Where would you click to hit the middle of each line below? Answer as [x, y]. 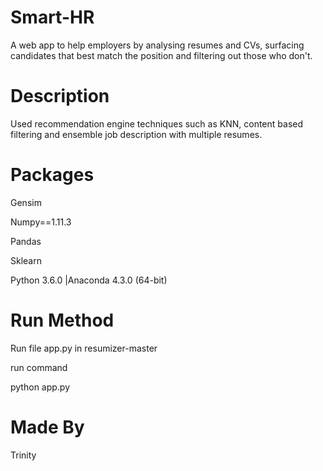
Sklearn [26, 260]
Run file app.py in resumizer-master [84, 348]
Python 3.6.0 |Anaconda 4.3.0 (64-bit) [89, 280]
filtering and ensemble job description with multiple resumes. [136, 134]
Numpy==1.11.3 [41, 222]
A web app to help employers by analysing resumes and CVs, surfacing [157, 45]
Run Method [62, 320]
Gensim [26, 202]
